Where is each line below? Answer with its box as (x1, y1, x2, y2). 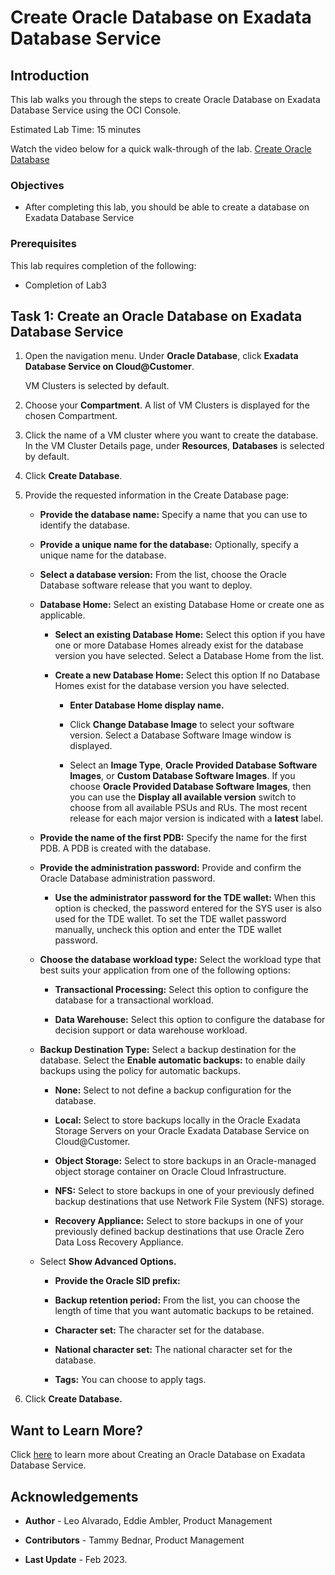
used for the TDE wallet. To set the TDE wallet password (54, 913, 287, 925)
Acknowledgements (10, 1488, 139, 1505)
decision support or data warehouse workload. (54, 1024, 248, 1036)
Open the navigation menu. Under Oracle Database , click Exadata (24, 350, 299, 362)
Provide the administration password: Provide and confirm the (39, 862, 302, 874)
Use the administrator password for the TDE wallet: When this (54, 892, 316, 904)
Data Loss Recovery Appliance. (54, 1236, 184, 1248)
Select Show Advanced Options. (39, 1256, 177, 1268)
